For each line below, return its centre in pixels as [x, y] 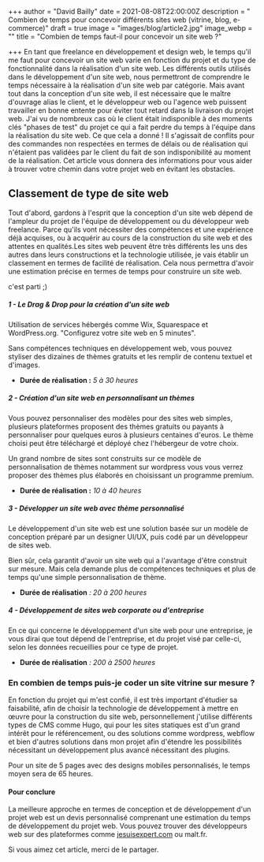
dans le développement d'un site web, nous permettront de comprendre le [129, 77]
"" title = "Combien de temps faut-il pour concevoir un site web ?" [115, 36]
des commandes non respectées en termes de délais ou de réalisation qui [128, 144]
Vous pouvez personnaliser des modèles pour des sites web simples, [121, 418]
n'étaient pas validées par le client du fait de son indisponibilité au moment [129, 152]
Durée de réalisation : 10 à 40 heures [80, 490]
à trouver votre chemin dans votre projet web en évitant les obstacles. [122, 169]
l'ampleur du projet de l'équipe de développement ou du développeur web [129, 221]
